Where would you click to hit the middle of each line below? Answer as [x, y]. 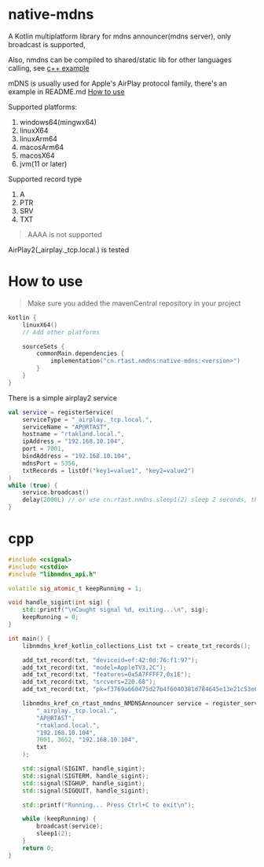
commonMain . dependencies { [81, 354]
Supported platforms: [42, 107]
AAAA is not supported [64, 234]
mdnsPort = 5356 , [51, 463]
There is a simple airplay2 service [63, 397]
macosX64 [37, 155]
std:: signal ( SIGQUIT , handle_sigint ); [86, 791]
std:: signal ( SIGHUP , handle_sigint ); [84, 783]
